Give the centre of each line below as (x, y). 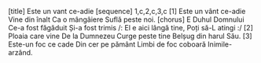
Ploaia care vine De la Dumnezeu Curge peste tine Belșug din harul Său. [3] (130, 36)
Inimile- (220, 44)
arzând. (20, 52)
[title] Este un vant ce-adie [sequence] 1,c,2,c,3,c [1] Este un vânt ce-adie (127, 11)
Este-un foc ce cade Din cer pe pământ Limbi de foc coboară (107, 44)
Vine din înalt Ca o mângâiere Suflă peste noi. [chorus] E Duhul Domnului (127, 19)
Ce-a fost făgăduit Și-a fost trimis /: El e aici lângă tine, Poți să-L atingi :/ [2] (130, 28)
